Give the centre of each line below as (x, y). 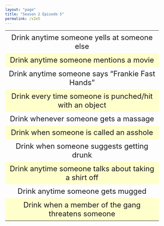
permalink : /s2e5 (23, 19)
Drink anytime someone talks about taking (82, 169)
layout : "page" (20, 9)
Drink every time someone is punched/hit (82, 96)
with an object (82, 105)
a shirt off (82, 178)
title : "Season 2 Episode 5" (35, 14)
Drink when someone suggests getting (82, 146)
